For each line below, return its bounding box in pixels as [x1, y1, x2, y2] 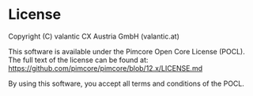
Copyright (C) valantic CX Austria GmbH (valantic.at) [8, 31, 180, 41]
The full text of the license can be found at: [8, 55, 149, 65]
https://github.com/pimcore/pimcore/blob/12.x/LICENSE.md [8, 63, 203, 72]
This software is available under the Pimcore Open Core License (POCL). [8, 46, 245, 56]
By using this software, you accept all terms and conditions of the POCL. [8, 79, 245, 88]
